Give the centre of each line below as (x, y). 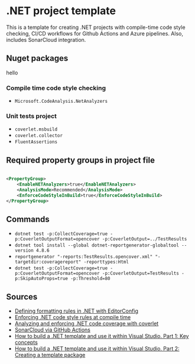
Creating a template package (50, 355)
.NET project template (61, 11)
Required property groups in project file (81, 160)
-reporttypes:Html (106, 262)
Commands (28, 219)
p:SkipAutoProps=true (41, 279)
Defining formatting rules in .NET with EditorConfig (77, 311)
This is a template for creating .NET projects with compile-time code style (96, 27)
